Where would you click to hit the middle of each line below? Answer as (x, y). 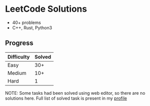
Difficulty (19, 57)
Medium (17, 73)
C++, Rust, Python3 (32, 27)
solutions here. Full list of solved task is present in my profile (66, 98)
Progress (19, 43)
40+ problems (26, 22)
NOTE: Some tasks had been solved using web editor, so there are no (75, 93)
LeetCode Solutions (46, 9)
